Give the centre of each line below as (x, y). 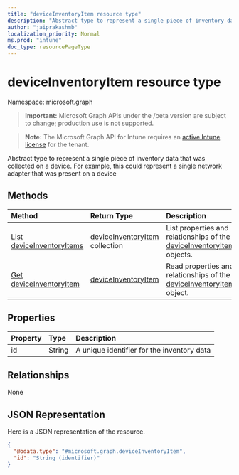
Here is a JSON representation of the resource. (76, 432)
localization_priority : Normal (54, 34)
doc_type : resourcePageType (49, 47)
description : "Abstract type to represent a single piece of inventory (116, 21)
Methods (28, 196)
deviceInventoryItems (47, 245)
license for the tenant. (57, 144)
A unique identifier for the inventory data (143, 350)
